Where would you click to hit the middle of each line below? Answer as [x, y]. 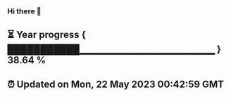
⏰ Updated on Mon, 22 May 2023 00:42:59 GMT [115, 84]
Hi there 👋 [25, 11]
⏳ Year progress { [47, 35]
